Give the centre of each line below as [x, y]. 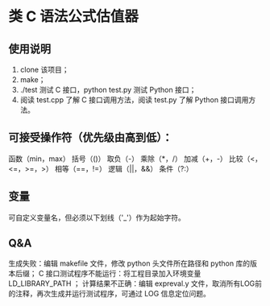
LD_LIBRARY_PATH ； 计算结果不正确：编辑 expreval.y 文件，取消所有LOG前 [135, 283]
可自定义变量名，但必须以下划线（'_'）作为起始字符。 [97, 217]
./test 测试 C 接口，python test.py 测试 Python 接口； [108, 90]
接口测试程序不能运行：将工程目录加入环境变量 [123, 274]
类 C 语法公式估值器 [73, 17]
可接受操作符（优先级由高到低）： [91, 138]
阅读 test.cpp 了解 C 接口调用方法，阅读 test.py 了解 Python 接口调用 [134, 100]
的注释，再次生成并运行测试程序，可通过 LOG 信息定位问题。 [110, 294]
